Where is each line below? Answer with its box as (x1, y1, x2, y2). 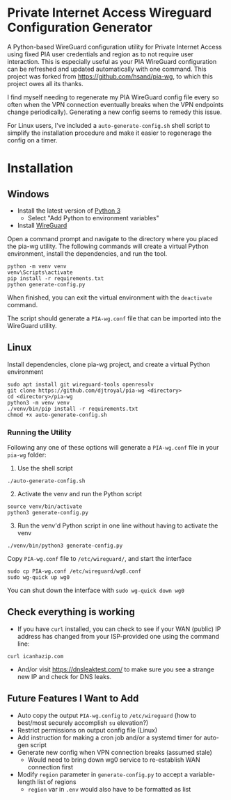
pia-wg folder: (7, 450, 47, 459)
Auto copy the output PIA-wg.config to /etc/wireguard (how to (17, 711, 197, 719)
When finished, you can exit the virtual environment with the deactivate (7, 293, 213, 302)
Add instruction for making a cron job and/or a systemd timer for (17, 733, 202, 742)
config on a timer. (7, 136, 58, 144)
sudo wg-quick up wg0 (7, 574, 70, 581)
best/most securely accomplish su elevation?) (17, 718, 149, 727)
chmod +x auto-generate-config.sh (7, 411, 108, 418)
